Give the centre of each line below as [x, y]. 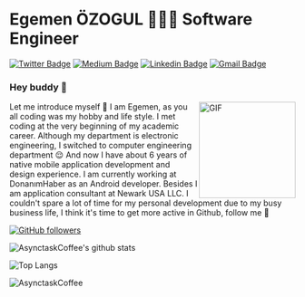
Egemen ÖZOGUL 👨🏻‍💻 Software [131, 19]
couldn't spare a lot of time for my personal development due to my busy [146, 203]
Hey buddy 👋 [39, 87]
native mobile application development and [90, 165]
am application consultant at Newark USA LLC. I [99, 194]
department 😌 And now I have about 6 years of [98, 155]
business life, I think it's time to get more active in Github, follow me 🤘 [139, 213]
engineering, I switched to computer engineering [101, 146]
